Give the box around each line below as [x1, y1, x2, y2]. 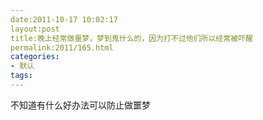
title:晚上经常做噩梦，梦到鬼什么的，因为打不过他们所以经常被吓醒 [10, 33, 253, 43]
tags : [10, 71, 33, 81]
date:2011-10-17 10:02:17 [10, 14, 118, 25]
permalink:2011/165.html [10, 42, 114, 53]
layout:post [10, 24, 60, 34]
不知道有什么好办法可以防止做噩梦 [10, 99, 151, 111]
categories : [10, 52, 60, 62]
